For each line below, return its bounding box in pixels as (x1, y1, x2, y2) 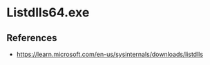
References (6, 32, 57, 44)
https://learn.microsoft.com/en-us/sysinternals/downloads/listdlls (16, 50, 204, 58)
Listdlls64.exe (6, 5, 90, 21)
